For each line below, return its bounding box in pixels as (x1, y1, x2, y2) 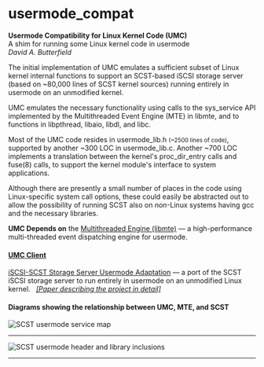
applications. (8, 168, 49, 178)
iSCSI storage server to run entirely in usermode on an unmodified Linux (8, 276, 242, 285)
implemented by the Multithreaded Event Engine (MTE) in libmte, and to (8, 111, 240, 120)
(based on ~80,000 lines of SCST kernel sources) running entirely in (8, 79, 229, 89)
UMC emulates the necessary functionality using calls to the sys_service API (8, 103, 256, 112)
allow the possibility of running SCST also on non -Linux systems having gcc (8, 200, 255, 209)
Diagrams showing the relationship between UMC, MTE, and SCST (8, 302, 229, 311)
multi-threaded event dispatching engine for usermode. (8, 232, 189, 241)
